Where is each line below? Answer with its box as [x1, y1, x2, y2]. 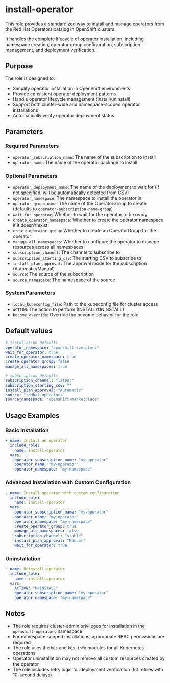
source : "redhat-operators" [5, 392, 65, 397]
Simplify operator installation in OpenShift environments [12, 85, 130, 91]
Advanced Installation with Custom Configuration [5, 479, 131, 486]
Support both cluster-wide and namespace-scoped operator [12, 101, 140, 108]
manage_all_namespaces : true [5, 364, 67, 369]
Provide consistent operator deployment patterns [12, 91, 116, 97]
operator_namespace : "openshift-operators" [5, 345, 100, 350]
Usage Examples [5, 411, 60, 420]
